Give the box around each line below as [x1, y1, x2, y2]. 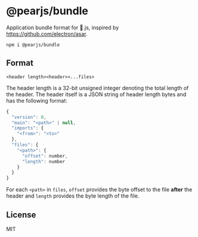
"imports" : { [11, 125, 44, 131]
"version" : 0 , [11, 114, 47, 120]
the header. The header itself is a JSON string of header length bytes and [6, 91, 187, 98]
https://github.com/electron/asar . [6, 30, 88, 37]
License [6, 210, 36, 220]
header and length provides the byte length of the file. [6, 192, 140, 199]
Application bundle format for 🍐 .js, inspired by [6, 24, 119, 31]
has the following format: [6, 97, 67, 104]
